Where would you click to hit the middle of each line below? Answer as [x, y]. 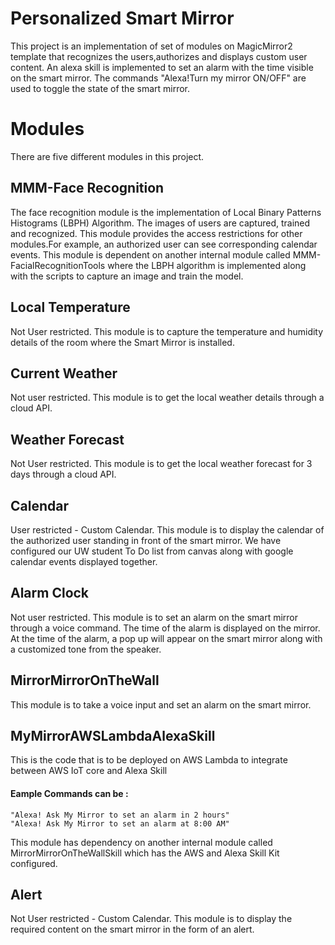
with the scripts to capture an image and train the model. [127, 276]
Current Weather [64, 373]
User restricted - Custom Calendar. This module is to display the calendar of [167, 529]
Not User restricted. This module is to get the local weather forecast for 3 [161, 464]
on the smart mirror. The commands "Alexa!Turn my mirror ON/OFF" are [158, 78]
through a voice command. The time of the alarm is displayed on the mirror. [165, 628]
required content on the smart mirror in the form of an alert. [132, 929]
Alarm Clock [50, 593]
